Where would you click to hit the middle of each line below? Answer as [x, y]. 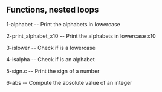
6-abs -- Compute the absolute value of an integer [69, 82]
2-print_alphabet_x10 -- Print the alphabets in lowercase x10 [81, 36]
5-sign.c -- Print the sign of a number [53, 71]
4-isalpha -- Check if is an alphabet [50, 59]
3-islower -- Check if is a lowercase [51, 48]
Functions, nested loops [53, 10]
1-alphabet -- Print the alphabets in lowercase [63, 24]
